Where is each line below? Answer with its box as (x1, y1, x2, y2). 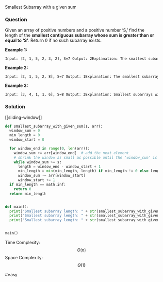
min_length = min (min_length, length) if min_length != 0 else (17, 168, 149, 174)
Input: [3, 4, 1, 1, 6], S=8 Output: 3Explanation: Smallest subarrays (5, 92, 153, 97)
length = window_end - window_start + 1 (17, 164, 101, 169)
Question (5, 16, 28, 23)
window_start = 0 (9, 137, 45, 142)
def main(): (5, 204, 29, 209)
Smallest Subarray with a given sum (5, 4, 77, 10)
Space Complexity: (5, 255, 43, 261)
